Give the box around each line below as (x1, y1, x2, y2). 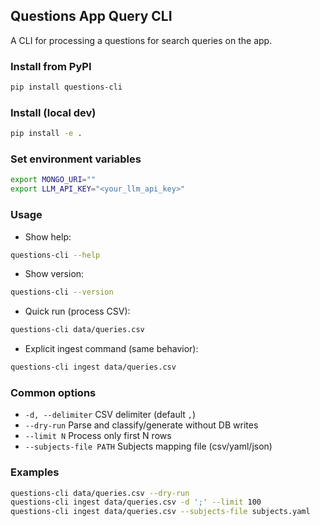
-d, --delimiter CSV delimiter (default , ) (24, 409, 197, 421)
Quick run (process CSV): (24, 305, 131, 318)
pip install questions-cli (10, 82, 123, 93)
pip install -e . (10, 129, 83, 139)
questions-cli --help (10, 250, 101, 260)
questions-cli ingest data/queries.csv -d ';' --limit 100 (10, 497, 262, 508)
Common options (10, 385, 97, 399)
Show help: (24, 230, 72, 243)
